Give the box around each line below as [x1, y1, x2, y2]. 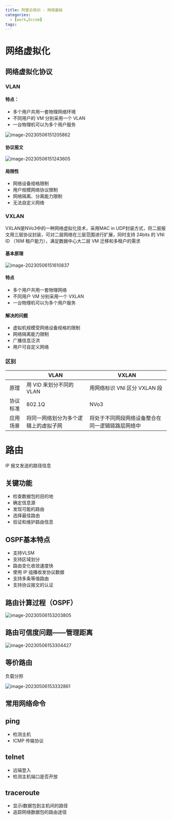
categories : [5, 12, 31, 17]
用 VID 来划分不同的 [26, 381, 74, 388]
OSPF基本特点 [5, 535, 50, 544]
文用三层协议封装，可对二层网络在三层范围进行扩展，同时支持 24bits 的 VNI [5, 231, 165, 238]
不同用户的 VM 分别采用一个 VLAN [12, 115, 85, 121]
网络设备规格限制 [12, 180, 49, 187]
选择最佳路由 [12, 512, 40, 519]
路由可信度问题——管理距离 [5, 628, 93, 637]
